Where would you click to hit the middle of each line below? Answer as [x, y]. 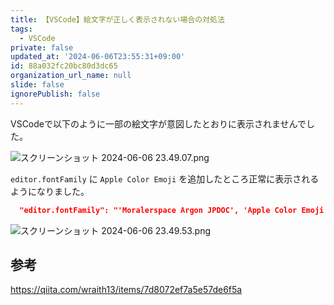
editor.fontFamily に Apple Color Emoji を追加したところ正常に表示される [165, 178]
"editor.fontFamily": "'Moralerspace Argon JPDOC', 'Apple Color [158, 210]
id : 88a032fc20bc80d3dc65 [64, 66]
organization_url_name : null [71, 76]
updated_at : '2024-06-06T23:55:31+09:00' [98, 57]
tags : [21, 29]
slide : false [37, 85]
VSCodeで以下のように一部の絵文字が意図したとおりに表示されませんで [158, 123]
